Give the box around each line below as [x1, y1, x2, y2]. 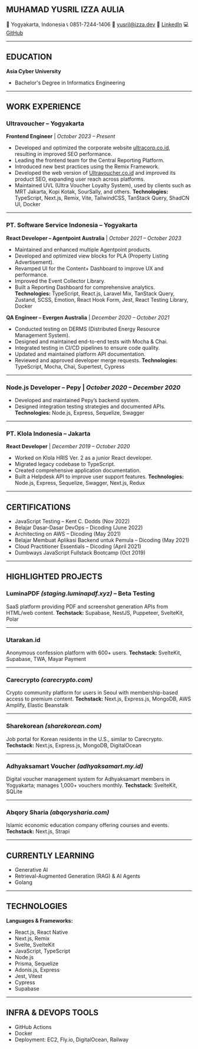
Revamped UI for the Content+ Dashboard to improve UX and [14, 265, 164, 272]
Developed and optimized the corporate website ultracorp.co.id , [14, 144, 171, 151]
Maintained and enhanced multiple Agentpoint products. [14, 246, 152, 253]
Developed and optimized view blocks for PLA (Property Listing [14, 252, 169, 259]
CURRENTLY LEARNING [6, 851, 95, 861]
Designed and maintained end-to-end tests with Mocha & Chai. [14, 338, 168, 345]
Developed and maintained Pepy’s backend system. [14, 396, 140, 403]
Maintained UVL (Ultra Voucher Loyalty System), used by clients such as [14, 182, 192, 189]
